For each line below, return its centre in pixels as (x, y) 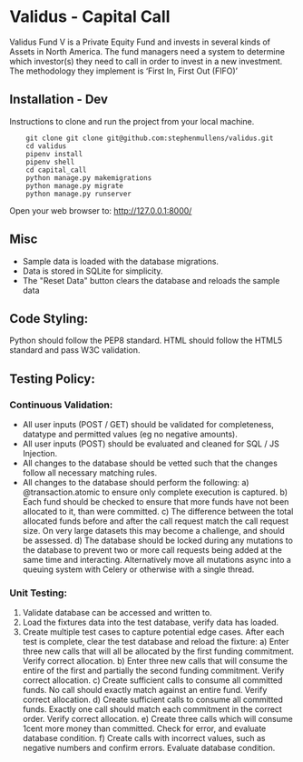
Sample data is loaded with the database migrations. (121, 261)
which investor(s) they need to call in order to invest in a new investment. (146, 61)
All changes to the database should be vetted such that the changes (150, 463)
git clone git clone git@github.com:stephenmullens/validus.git (150, 138)
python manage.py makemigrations (89, 178)
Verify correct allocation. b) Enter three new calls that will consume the (155, 661)
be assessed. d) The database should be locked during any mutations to (157, 541)
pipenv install (54, 154)
